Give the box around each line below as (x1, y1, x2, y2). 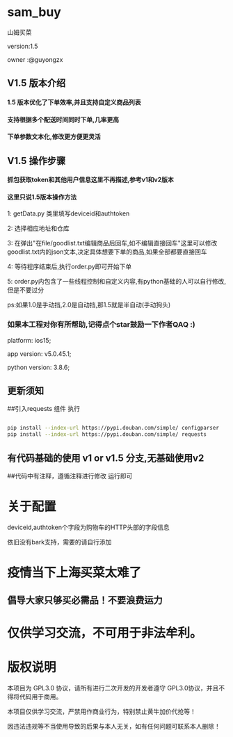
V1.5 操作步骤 (7, 154, 66, 167)
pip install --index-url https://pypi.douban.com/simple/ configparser (7, 425, 219, 432)
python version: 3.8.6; (7, 363, 70, 371)
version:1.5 (7, 42, 38, 50)
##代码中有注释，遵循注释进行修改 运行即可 (7, 471, 133, 480)
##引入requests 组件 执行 (7, 405, 81, 413)
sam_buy (7, 4, 61, 20)
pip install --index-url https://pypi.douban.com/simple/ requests (7, 431, 207, 438)
